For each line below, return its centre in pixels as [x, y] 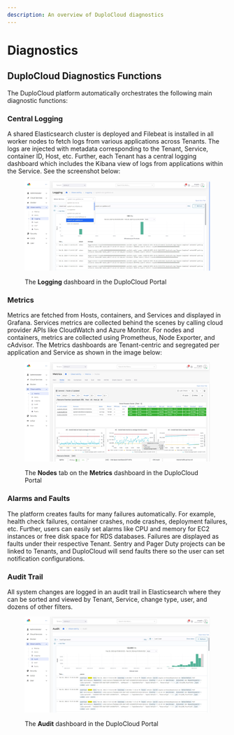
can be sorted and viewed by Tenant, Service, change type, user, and [107, 600]
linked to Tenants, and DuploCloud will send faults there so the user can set [116, 551]
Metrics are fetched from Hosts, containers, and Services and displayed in [114, 315]
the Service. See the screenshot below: [64, 171]
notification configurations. [46, 558]
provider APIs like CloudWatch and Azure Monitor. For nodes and [101, 330]
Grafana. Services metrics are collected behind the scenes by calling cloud [115, 323]
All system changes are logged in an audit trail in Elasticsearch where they [114, 592]
